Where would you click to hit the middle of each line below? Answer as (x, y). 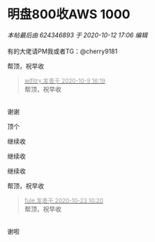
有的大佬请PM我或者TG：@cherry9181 (62, 51)
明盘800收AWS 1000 (69, 14)
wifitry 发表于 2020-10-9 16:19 (65, 80)
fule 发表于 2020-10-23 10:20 (64, 200)
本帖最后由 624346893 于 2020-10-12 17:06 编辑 (77, 35)
